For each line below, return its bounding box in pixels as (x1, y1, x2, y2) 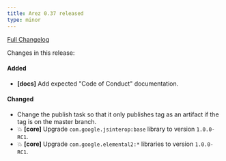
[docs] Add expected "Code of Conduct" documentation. (16, 79, 179, 88)
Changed (7, 95, 34, 103)
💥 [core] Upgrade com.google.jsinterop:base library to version (16, 125, 195, 133)
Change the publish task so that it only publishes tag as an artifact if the (16, 110, 220, 119)
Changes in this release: (7, 49, 75, 57)
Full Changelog (7, 35, 50, 43)
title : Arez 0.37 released (7, 10, 84, 17)
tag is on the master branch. (16, 117, 97, 125)
